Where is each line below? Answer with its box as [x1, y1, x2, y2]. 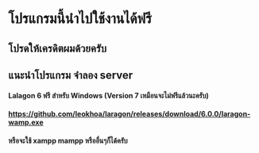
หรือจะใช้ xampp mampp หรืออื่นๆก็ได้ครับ [8, 136, 129, 145]
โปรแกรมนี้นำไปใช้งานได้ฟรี [8, 10, 153, 28]
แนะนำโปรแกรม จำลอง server [8, 68, 133, 82]
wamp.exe [8, 117, 44, 128]
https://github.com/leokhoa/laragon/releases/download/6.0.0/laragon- [8, 109, 251, 119]
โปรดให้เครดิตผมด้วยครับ [8, 41, 107, 55]
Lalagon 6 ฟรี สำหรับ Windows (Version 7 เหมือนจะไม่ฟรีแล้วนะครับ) [8, 90, 209, 100]
